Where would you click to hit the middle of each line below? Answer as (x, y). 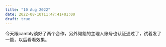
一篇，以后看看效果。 (27, 40)
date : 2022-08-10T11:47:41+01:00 (40, 14)
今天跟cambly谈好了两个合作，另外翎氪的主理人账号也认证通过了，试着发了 (84, 34)
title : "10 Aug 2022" (28, 10)
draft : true (18, 19)
